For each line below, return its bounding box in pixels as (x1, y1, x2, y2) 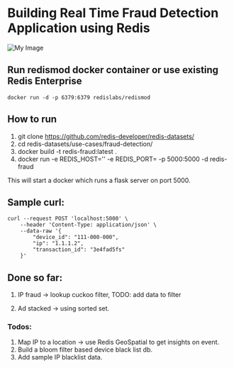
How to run (7, 113, 57, 126)
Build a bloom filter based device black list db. (17, 345, 153, 354)
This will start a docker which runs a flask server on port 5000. (7, 176, 191, 184)
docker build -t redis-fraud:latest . (17, 147, 117, 155)
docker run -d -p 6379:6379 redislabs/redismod (7, 94, 151, 101)
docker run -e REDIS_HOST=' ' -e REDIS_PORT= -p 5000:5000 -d (17, 155, 208, 163)
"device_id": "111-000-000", (33, 234, 119, 241)
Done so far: (7, 272, 62, 284)
